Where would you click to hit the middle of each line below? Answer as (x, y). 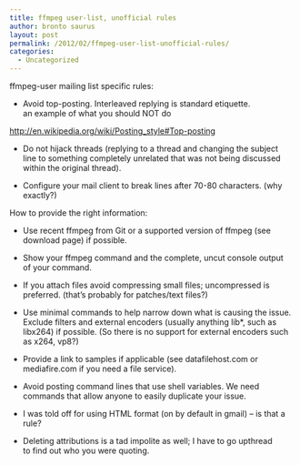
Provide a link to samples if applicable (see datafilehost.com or (140, 359)
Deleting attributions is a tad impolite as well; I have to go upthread (147, 441)
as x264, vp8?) (50, 341)
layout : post (34, 35)
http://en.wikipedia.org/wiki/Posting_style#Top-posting (113, 131)
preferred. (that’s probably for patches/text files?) (115, 295)
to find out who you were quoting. (86, 450)
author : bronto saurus (52, 26)
